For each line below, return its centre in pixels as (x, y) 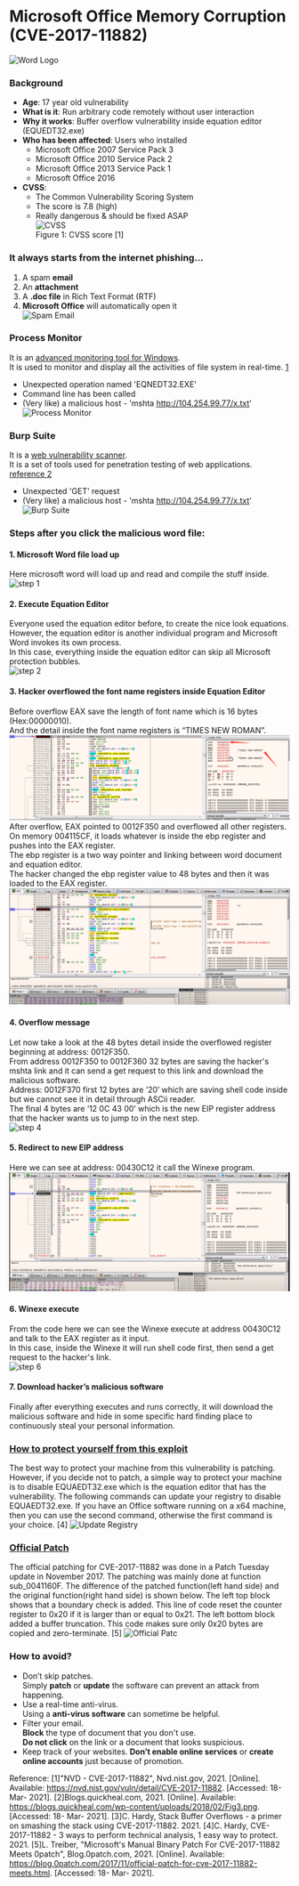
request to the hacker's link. (61, 1357)
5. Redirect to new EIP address (67, 1148)
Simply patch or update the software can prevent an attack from (141, 1685)
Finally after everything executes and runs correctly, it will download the (141, 1406)
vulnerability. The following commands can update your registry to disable (145, 1496)
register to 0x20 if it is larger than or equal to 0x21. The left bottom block (142, 1615)
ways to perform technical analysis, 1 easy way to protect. (172, 1834)
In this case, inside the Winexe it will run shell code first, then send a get (141, 1348)
